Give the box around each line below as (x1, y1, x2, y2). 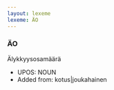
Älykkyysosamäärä (7, 54, 61, 63)
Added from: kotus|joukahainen (17, 75, 107, 83)
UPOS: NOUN (17, 68, 57, 76)
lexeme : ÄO (7, 16, 39, 23)
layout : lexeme (7, 10, 51, 17)
